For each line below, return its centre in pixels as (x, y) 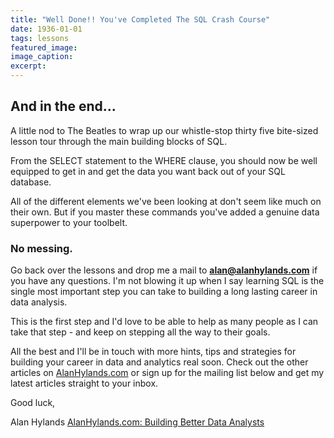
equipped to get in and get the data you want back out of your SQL (148, 171)
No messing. (41, 248)
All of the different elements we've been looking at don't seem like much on (166, 201)
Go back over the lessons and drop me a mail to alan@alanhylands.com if (164, 270)
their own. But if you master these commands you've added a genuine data (165, 212)
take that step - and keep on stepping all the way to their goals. (140, 332)
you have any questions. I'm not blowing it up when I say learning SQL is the (167, 281)
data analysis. (39, 302)
